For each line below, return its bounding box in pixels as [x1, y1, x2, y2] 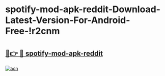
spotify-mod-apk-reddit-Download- [5, 4, 160, 15]
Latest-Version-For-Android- [5, 14, 130, 26]
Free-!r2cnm [5, 26, 60, 37]
